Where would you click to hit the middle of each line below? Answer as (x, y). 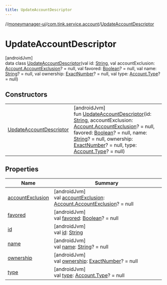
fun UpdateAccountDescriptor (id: (113, 114)
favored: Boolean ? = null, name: (111, 133)
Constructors (26, 94)
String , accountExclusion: (103, 120)
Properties (22, 169)
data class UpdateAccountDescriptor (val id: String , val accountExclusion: (80, 63)
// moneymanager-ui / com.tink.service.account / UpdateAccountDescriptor (80, 24)
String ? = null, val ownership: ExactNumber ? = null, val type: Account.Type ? (83, 74)
